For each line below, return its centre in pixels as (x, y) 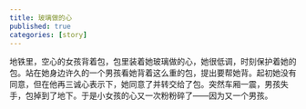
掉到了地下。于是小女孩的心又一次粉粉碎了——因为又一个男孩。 (153, 95)
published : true (40, 26)
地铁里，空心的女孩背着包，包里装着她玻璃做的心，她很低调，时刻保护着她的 (153, 62)
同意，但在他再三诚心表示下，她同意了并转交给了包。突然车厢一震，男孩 (145, 84)
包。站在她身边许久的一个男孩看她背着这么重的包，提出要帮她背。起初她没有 (153, 73)
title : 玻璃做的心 (41, 18)
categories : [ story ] (49, 35)
